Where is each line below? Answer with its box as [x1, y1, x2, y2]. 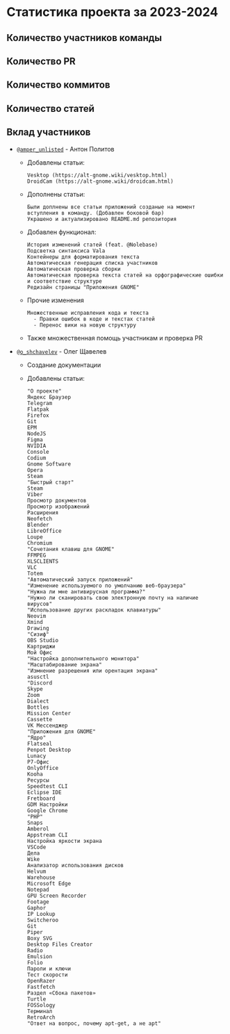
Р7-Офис [26, 758, 49, 765]
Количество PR [6, 55, 76, 67]
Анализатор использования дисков [26, 862, 124, 869]
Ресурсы [26, 776, 49, 784]
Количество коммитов [6, 79, 110, 91]
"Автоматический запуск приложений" [26, 576, 133, 583]
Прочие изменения [26, 296, 85, 304]
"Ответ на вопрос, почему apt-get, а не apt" [26, 1019, 161, 1027]
